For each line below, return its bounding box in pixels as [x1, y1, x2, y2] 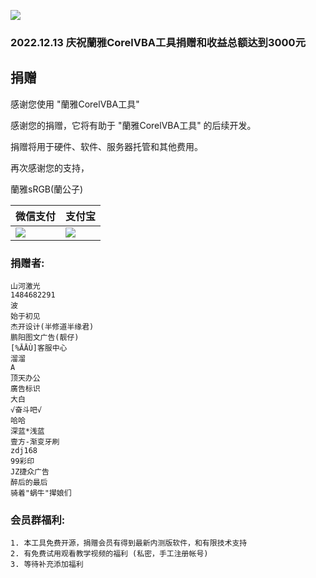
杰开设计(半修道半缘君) [10, 322, 95, 332]
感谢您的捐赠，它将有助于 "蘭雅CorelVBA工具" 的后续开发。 [10, 119, 257, 131]
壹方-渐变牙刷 [10, 437, 60, 447]
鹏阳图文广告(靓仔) [10, 333, 80, 343]
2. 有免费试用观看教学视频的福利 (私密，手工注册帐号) [10, 549, 209, 559]
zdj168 [10, 446, 38, 456]
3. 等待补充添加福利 [10, 560, 84, 570]
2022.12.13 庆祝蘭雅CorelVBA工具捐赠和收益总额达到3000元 [10, 35, 306, 49]
